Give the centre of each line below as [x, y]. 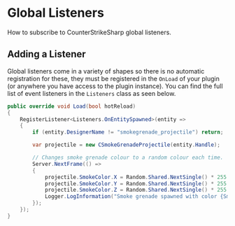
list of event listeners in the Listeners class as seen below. [92, 93]
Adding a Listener [47, 54]
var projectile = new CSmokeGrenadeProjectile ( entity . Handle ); [126, 145]
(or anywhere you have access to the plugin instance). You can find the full [115, 86]
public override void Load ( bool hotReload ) [72, 106]
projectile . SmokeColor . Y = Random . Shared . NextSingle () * [129, 183]
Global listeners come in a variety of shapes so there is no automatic [106, 71]
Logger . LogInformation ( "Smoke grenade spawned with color [131, 197]
